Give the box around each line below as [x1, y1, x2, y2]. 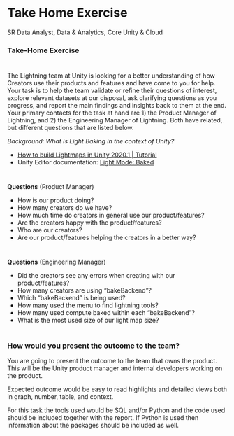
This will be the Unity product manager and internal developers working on [7, 364, 223, 372]
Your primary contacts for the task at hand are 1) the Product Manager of [7, 108, 217, 117]
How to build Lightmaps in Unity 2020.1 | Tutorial [17, 150, 157, 159]
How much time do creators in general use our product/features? [17, 211, 205, 220]
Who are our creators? [17, 226, 82, 234]
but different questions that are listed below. [7, 124, 134, 132]
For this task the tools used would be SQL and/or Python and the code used [7, 406, 226, 414]
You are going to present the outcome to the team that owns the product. [7, 356, 218, 365]
